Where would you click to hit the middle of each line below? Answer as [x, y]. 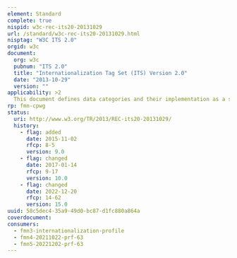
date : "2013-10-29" [42, 80]
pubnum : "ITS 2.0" [41, 66]
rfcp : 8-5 [40, 146]
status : [19, 112]
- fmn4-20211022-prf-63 [48, 238]
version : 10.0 [47, 178]
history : [26, 125]
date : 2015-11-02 [51, 139]
